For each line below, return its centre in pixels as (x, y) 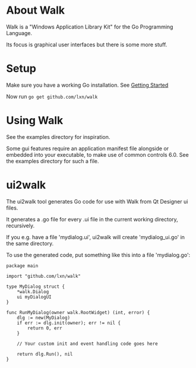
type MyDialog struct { (36, 286)
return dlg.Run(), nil (45, 354)
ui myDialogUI (34, 297)
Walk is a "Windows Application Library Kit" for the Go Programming (90, 27)
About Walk (36, 10)
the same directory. (30, 243)
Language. (19, 33)
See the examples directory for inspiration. (58, 137)
